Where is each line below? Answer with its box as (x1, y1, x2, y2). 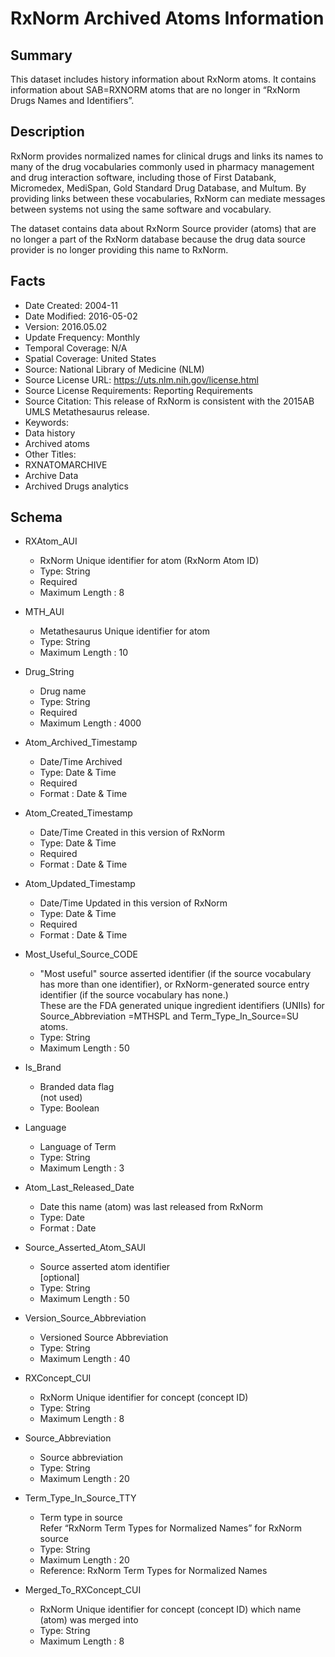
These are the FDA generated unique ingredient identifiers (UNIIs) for (39, 1000, 325, 1012)
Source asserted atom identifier (39, 1261, 171, 1273)
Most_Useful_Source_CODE (24, 948, 138, 961)
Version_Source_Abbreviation (24, 1312, 147, 1324)
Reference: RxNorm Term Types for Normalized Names (39, 1565, 268, 1577)
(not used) (39, 1092, 83, 1104)
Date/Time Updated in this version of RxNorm (39, 897, 228, 909)
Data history (24, 427, 76, 439)
